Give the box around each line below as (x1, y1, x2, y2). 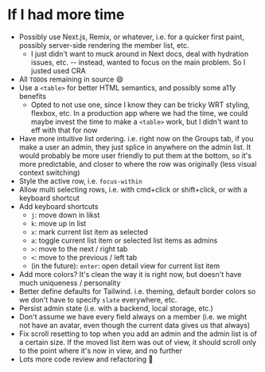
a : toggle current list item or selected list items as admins (30, 235, 218, 245)
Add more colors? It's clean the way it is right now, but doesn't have (18, 269, 242, 279)
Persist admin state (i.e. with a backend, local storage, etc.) (18, 303, 214, 313)
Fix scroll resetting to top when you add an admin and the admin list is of (18, 329, 258, 338)
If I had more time (7, 6, 125, 24)
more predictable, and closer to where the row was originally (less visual (18, 159, 257, 168)
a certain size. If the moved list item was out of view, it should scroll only (18, 337, 256, 346)
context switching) (18, 168, 80, 177)
